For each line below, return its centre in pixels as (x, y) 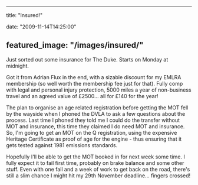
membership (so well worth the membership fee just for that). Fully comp (95, 83)
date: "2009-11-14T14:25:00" (41, 27)
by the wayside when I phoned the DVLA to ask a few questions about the (96, 113)
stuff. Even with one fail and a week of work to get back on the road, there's (98, 169)
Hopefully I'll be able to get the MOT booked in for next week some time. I (96, 157)
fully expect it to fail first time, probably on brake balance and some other (95, 163)
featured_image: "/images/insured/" (75, 45)
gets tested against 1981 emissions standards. (62, 145)
